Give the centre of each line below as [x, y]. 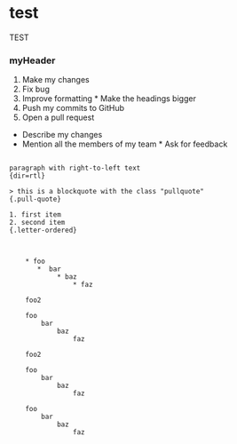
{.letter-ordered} [43, 230]
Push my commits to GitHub [73, 108]
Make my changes [56, 80]
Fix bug [36, 89]
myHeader [32, 60]
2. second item [37, 223]
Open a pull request [58, 117]
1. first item [36, 215]
